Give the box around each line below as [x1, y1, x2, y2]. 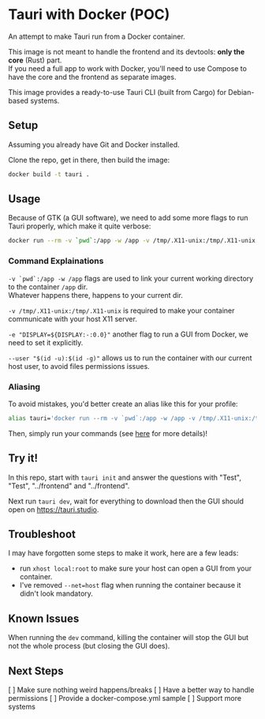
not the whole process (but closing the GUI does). [8, 642, 170, 651]
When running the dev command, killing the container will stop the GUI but [8, 633, 249, 642]
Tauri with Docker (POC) [8, 6, 170, 24]
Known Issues [8, 612, 80, 625]
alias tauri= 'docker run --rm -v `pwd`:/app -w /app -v [8, 414, 196, 422]
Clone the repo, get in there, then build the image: [8, 155, 170, 164]
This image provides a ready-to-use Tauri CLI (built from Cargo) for [8, 87, 227, 96]
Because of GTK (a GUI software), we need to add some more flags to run [8, 213, 248, 223]
